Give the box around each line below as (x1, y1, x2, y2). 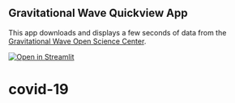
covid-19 (8, 80, 69, 98)
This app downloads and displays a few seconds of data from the (8, 27, 227, 37)
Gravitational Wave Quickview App (8, 6, 188, 20)
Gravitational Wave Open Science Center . (8, 36, 147, 46)
